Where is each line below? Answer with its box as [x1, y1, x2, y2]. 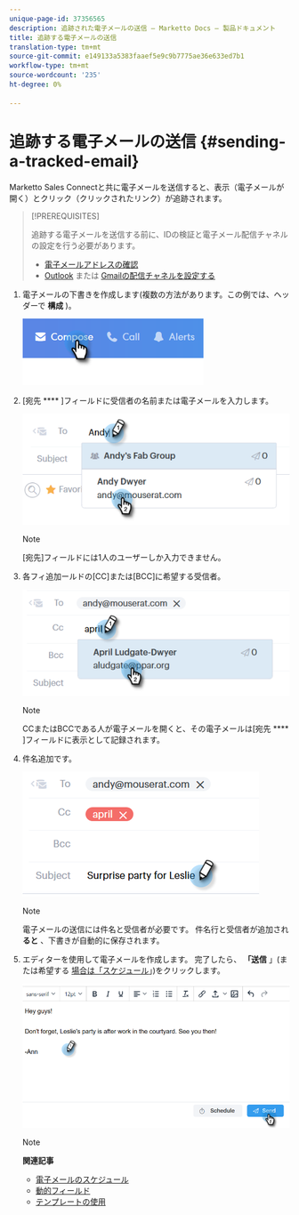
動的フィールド [35, 1186, 91, 1196]
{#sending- [199, 132, 287, 151]
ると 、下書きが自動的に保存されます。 [21, 935, 165, 945]
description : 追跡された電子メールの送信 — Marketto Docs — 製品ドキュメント [9, 23, 276, 33]
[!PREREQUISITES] [30, 210, 100, 221]
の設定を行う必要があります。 [30, 240, 141, 251]
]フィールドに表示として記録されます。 [21, 734, 165, 744]
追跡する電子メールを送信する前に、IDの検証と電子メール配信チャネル [30, 229, 289, 239]
